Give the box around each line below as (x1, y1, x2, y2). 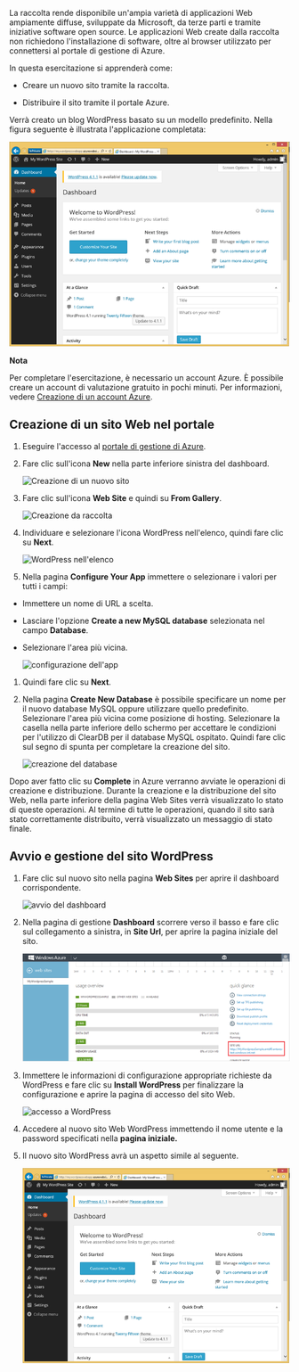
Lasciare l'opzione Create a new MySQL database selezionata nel (21, 615, 265, 626)
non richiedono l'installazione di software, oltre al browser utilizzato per (9, 36, 271, 46)
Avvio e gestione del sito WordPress (9, 849, 214, 864)
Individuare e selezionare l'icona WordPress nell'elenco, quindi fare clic (21, 527, 284, 538)
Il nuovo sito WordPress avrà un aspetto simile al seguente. (21, 1150, 239, 1162)
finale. (9, 823, 33, 834)
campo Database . (21, 624, 89, 636)
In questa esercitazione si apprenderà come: (9, 62, 174, 73)
